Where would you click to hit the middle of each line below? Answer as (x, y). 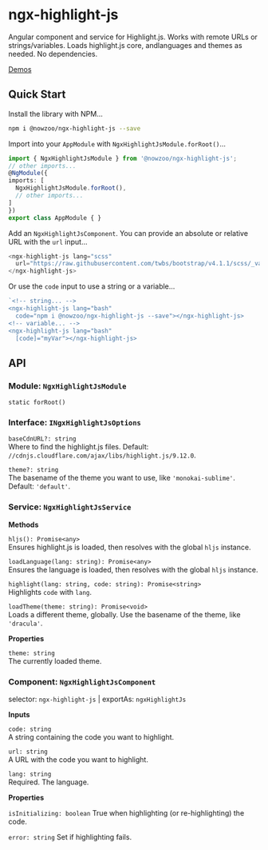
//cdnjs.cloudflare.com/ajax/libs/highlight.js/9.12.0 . (102, 455)
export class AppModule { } (55, 217)
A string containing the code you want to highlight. (91, 736)
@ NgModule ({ (28, 174)
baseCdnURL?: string (43, 439)
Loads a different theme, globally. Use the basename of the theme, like (124, 614)
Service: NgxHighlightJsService (70, 507)
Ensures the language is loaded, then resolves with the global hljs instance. (133, 569)
